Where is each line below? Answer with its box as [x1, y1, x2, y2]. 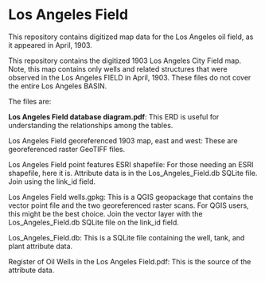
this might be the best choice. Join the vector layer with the [8, 209, 203, 218]
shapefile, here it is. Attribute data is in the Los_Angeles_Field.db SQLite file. [8, 168, 258, 178]
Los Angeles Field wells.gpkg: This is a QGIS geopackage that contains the [8, 192, 254, 201]
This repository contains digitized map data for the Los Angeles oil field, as [8, 32, 254, 41]
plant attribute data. [8, 241, 73, 251]
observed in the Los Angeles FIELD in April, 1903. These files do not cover [8, 72, 251, 82]
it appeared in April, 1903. [8, 40, 93, 49]
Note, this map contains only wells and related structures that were [8, 64, 228, 73]
